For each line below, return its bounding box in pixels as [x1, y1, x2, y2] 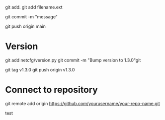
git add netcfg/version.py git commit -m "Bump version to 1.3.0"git [5, 57, 141, 63]
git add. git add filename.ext [5, 4, 63, 10]
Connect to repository [5, 84, 98, 96]
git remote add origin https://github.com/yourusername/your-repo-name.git [5, 100, 160, 106]
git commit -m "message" [5, 14, 58, 19]
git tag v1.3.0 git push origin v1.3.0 [5, 66, 75, 72]
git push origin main [5, 23, 46, 29]
